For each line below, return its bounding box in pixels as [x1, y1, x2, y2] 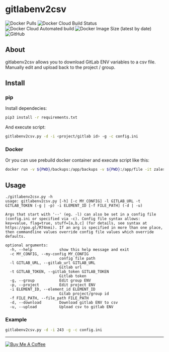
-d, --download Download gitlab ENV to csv [10, 300, 118, 305]
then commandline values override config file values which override [5, 230, 154, 235]
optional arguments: [5, 243, 49, 248]
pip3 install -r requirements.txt [5, 115, 78, 120]
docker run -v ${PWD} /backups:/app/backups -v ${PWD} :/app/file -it [5, 167, 152, 172]
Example [5, 316, 27, 323]
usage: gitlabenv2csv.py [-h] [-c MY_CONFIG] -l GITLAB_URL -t [5, 199, 141, 204]
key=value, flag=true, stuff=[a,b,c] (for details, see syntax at [5, 221, 147, 226]
